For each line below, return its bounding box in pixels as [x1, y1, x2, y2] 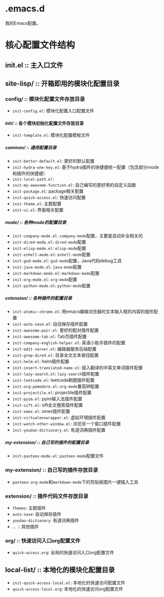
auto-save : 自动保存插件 [12, 511, 62, 517]
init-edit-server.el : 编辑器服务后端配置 [12, 346, 97, 352]
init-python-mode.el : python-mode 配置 [12, 283, 91, 289]
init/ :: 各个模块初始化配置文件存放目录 [5, 120, 84, 126]
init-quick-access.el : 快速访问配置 [12, 195, 86, 200]
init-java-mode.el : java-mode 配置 [12, 264, 82, 270]
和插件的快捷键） [12, 171, 48, 177]
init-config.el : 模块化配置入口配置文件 [12, 108, 94, 114]
